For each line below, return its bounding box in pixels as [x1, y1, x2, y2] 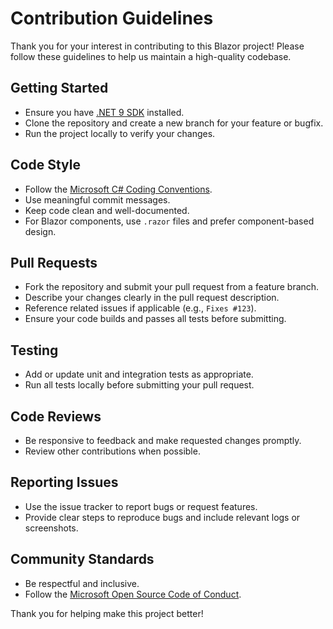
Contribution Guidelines [10, 7, 214, 30]
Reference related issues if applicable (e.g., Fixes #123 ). [24, 302, 257, 314]
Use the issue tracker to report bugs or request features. [24, 500, 258, 512]
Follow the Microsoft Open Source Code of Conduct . [24, 588, 242, 600]
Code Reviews [10, 408, 102, 425]
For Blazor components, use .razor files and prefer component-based [24, 215, 315, 227]
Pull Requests [10, 254, 98, 271]
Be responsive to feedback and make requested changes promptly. [24, 435, 302, 446]
